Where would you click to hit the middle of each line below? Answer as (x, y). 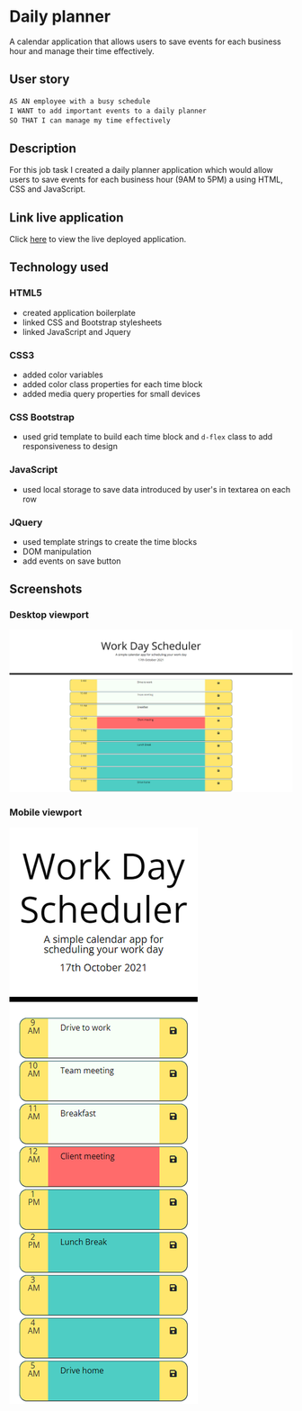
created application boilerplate (79, 312)
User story (40, 80)
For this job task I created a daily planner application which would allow (142, 170)
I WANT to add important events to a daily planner (108, 111)
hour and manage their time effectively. (82, 50)
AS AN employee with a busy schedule (80, 101)
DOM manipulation (57, 551)
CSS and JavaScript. (48, 189)
